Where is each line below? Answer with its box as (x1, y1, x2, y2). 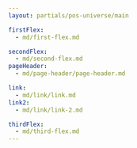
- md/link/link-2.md (15, 106, 83, 114)
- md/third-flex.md (15, 127, 80, 135)
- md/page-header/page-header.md (15, 70, 126, 78)
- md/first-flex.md (15, 33, 80, 41)
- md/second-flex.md (15, 55, 83, 63)
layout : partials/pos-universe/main (8, 11, 129, 20)
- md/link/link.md (15, 91, 77, 99)
